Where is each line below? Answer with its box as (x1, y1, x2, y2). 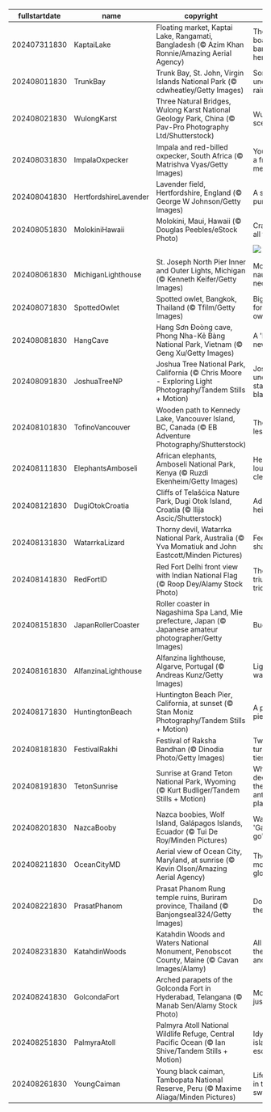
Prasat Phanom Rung (156, 883, 226, 894)
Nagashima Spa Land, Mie (156, 607, 244, 617)
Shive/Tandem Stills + (156, 1046, 228, 1056)
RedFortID (73, 575, 107, 584)
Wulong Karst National (156, 105, 231, 115)
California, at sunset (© (156, 699, 234, 708)
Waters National (156, 937, 210, 947)
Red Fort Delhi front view (156, 561, 239, 571)
